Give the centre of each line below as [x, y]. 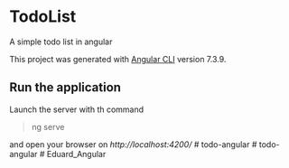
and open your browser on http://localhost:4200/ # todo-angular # [133, 144]
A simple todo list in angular [61, 42]
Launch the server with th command [77, 109]
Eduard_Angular [76, 154]
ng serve [48, 126]
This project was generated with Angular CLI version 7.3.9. [118, 59]
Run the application [65, 88]
